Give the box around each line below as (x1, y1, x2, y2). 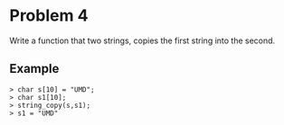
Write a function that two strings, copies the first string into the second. (9, 35, 276, 46)
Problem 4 (9, 5, 89, 26)
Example (9, 61, 60, 76)
